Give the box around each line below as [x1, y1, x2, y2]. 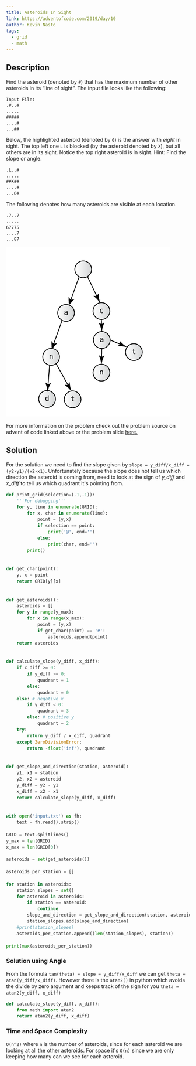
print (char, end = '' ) [47, 541, 98, 547]
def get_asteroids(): [6, 597, 59, 603]
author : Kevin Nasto [6, 22, 57, 28]
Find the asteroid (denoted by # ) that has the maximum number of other [6, 78, 178, 85]
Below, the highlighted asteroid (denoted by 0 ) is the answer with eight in [6, 136, 181, 143]
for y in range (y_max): [16, 609, 75, 615]
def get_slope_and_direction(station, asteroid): [6, 764, 129, 770]
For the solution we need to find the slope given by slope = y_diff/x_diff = [6, 461, 190, 468]
